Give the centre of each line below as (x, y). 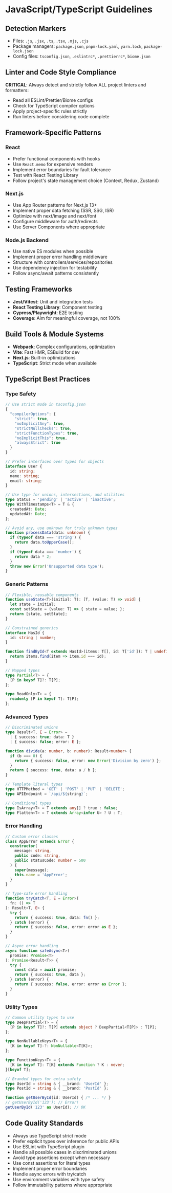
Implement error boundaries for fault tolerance (62, 169)
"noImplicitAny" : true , (40, 423)
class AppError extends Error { (40, 841)
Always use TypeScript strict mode (50, 1135)
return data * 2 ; (33, 556)
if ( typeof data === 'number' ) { (46, 552)
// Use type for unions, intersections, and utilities (65, 495)
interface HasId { (25, 633)
